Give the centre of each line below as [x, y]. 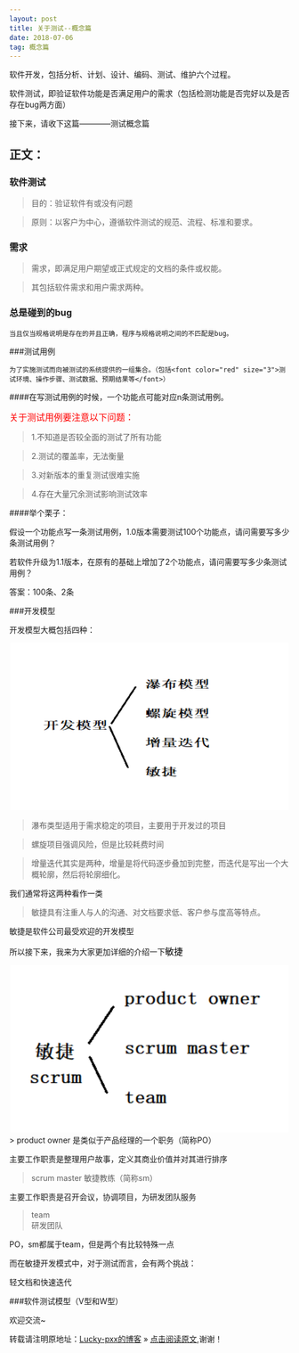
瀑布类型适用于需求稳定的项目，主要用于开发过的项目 [129, 825]
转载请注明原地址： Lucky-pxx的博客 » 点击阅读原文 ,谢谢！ [116, 1339]
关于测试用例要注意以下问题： [72, 417]
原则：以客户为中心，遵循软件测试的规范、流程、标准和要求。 [144, 222]
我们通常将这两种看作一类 [56, 893]
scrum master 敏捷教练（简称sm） [94, 1177]
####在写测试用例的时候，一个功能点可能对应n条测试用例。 [119, 397]
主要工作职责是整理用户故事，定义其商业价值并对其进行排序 [118, 1159]
